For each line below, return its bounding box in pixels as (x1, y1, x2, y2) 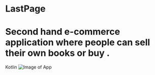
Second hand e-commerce (5, 26, 120, 38)
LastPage (5, 3, 46, 15)
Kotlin (5, 64, 17, 70)
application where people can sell (5, 37, 150, 48)
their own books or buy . (5, 47, 110, 59)
